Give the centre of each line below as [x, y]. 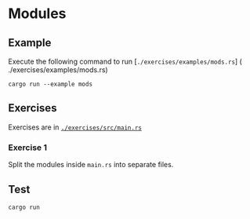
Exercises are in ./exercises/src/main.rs [75, 127]
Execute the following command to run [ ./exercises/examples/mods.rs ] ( [125, 61]
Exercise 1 [28, 148]
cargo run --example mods [50, 84]
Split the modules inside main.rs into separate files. [91, 165]
